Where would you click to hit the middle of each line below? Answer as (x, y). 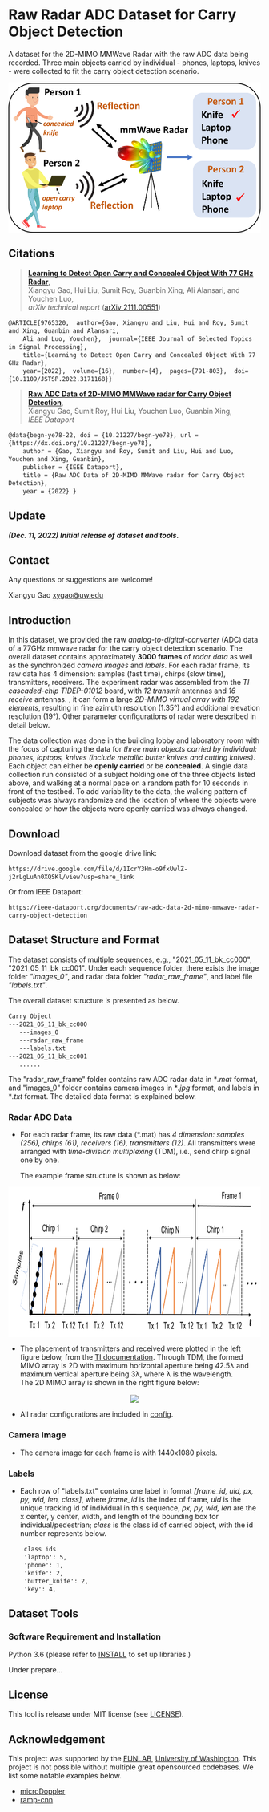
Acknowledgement (57, 1739)
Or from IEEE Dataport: (46, 892)
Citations (32, 254)
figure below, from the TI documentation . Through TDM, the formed (131, 1357)
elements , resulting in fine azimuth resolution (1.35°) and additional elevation (134, 708)
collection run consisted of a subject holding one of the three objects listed (132, 775)
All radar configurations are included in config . (96, 1414)
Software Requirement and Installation (85, 1636)
